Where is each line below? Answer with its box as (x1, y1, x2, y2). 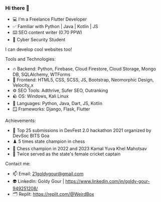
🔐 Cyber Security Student (12, 37, 66, 43)
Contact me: (5, 161, 31, 167)
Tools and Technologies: (5, 56, 56, 62)
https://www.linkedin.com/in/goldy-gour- (65, 178, 150, 184)
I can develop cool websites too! (5, 46, 72, 52)
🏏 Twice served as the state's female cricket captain (12, 151, 121, 157)
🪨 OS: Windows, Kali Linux (12, 93, 69, 99)
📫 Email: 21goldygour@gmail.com (12, 171, 84, 177)
